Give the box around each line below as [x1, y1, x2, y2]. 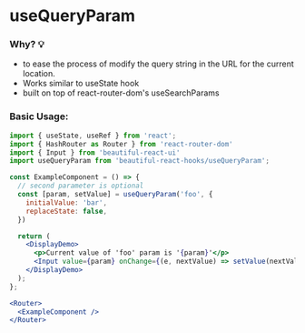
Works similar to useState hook [22, 78, 140, 89]
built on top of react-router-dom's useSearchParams [22, 87, 220, 98]
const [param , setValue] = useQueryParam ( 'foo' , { [17, 190, 213, 199]
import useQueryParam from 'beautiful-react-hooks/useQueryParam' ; [9, 156, 271, 166]
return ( [17, 231, 51, 241]
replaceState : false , [25, 207, 107, 216]
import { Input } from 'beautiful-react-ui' [9, 147, 181, 157]
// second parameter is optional [17, 181, 144, 191]
